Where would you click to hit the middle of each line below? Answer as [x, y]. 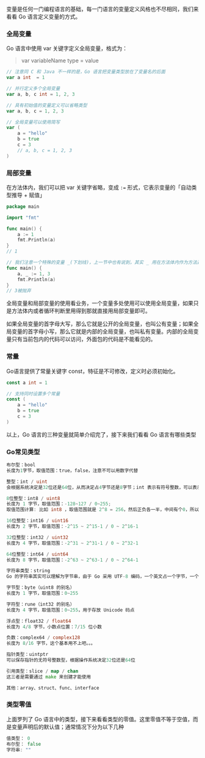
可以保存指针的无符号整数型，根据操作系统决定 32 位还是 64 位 [71, 660]
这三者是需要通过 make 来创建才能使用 [49, 677]
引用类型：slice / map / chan [42, 671]
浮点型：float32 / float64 [39, 621]
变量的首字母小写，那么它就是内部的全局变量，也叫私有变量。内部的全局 [102, 331]
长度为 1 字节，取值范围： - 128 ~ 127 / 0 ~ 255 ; [59, 504]
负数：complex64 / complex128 [43, 638]
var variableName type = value [60, 61]
